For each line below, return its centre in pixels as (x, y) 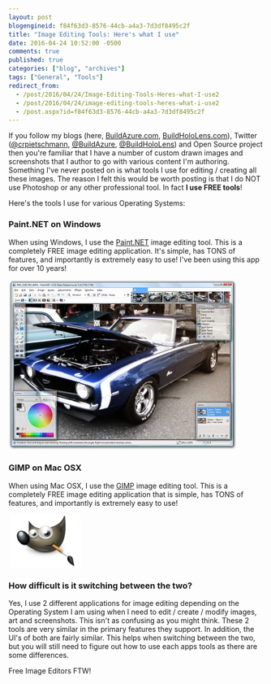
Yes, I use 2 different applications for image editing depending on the (124, 603)
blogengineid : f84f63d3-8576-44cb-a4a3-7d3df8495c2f (99, 26)
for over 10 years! (38, 268)
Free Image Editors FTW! (50, 671)
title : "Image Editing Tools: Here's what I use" (94, 34)
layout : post (30, 17)
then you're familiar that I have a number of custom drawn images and (126, 153)
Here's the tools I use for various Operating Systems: (97, 203)
